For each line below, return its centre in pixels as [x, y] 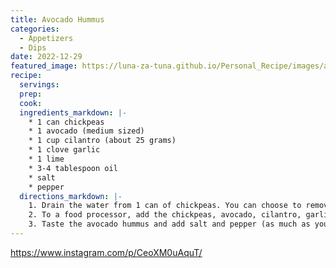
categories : [35, 29]
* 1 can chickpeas [66, 122]
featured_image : [44, 66]
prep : [31, 94]
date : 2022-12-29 [46, 57]
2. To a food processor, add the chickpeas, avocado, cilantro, [165, 215]
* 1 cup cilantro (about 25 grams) [102, 141]
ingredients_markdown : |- [73, 112]
